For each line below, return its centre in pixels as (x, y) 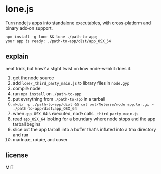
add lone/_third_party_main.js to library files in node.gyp (71, 83)
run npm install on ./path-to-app (47, 93)
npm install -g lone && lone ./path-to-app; (52, 37)
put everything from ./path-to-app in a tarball (59, 99)
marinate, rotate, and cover (40, 139)
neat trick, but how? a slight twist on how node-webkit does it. (68, 68)
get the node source (33, 78)
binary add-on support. (29, 28)
